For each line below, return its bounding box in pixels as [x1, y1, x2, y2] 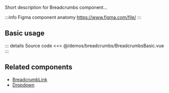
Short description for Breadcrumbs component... [5, 5, 108, 10]
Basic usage [5, 29, 45, 38]
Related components [5, 63, 73, 72]
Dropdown [12, 82, 35, 88]
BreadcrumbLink [12, 76, 48, 82]
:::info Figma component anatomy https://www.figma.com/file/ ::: [5, 14, 141, 20]
